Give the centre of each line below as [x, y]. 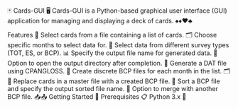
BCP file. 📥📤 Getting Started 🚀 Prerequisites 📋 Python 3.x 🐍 [97, 97]
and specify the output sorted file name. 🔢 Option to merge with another [113, 89]
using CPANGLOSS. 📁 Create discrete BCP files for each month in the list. [115, 71]
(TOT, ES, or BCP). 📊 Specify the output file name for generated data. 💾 [113, 53]
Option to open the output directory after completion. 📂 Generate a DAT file [117, 63]
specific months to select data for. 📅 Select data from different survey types [118, 45]
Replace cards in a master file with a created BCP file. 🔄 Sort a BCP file [117, 81]
